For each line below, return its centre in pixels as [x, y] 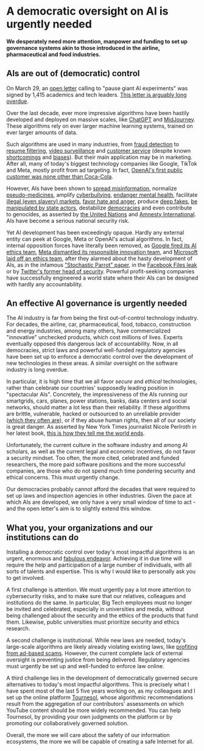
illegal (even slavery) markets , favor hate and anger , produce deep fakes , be [102, 201]
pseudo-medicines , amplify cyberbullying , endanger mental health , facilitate [102, 195]
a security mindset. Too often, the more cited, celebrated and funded [93, 458]
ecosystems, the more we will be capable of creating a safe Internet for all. [100, 742]
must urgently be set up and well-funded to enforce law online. [85, 666]
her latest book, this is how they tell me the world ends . [76, 433]
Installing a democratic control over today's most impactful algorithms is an [100, 552]
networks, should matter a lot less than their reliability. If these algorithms [98, 407]
